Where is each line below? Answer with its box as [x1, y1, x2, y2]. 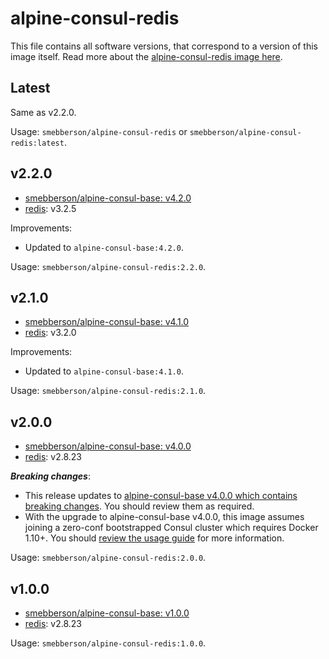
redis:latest [10, 138, 65, 148]
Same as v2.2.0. [10, 106, 77, 118]
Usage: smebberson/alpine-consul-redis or [10, 125, 188, 137]
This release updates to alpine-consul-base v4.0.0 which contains [24, 490, 298, 502]
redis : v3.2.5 [24, 202, 77, 214]
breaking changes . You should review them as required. [24, 500, 255, 512]
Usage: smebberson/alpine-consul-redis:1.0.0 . [10, 637, 207, 649]
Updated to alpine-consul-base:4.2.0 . [24, 241, 184, 253]
